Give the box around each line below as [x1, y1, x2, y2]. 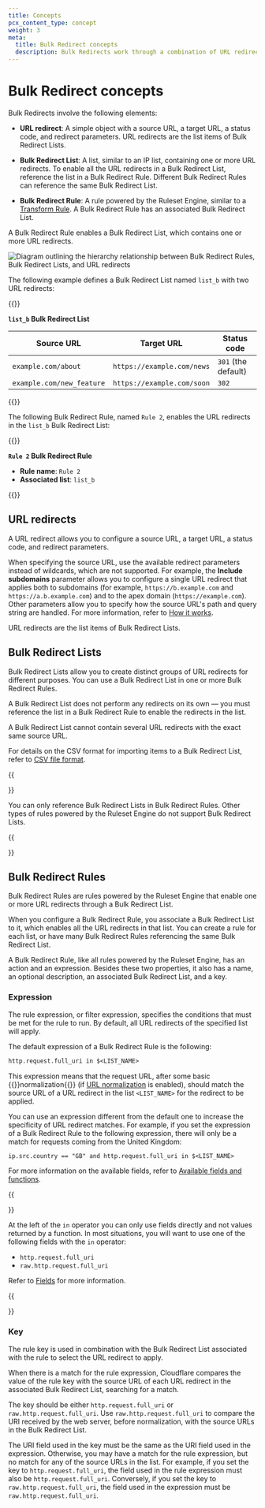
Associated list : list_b [19, 475, 95, 484]
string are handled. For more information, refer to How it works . [8, 608, 214, 617]
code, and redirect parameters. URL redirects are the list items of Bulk [19, 132, 247, 141]
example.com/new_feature [12, 378, 106, 387]
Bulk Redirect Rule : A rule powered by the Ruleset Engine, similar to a [19, 195, 247, 205]
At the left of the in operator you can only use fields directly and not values [8, 1220, 252, 1230]
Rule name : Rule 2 [19, 466, 81, 475]
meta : [8, 33, 26, 42]
